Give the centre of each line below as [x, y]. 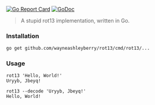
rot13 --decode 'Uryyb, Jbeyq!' [46, 91]
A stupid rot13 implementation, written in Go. [75, 20]
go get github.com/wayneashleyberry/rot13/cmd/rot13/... [78, 48]
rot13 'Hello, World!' [34, 76]
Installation [23, 36]
